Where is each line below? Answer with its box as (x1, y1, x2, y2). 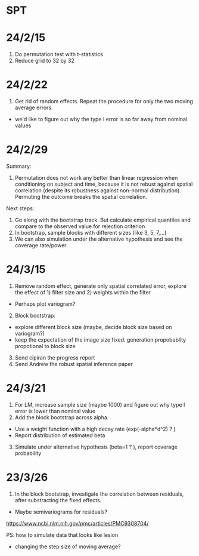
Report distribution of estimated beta (14, 431, 105, 439)
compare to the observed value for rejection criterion (14, 223, 145, 230)
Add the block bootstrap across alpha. (14, 413, 109, 421)
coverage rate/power (14, 242, 67, 248)
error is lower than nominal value (14, 407, 96, 414)
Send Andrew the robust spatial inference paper (14, 360, 133, 367)
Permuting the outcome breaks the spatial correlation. (14, 193, 148, 200)
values (14, 122, 32, 129)
